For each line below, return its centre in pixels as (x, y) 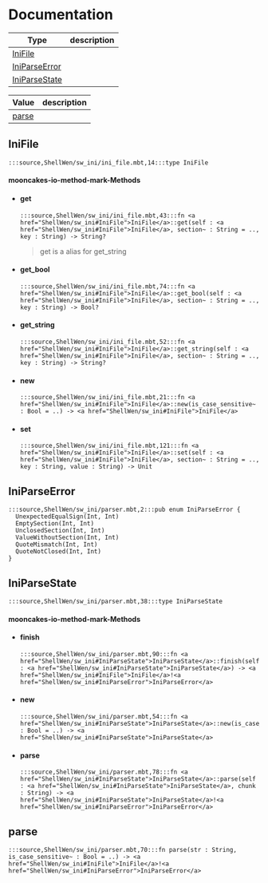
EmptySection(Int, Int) (55, 524)
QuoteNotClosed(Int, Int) (59, 552)
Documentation (61, 15)
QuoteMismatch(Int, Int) (57, 544)
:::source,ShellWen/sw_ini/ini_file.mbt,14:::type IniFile (108, 162)
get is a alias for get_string (83, 251)
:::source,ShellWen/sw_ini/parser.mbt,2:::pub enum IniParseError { (124, 510)
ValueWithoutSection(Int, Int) (67, 538)
